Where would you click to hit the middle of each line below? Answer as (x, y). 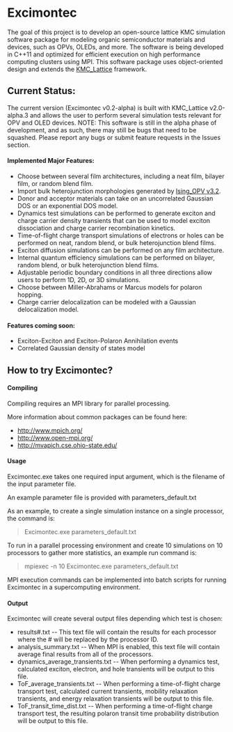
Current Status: (41, 91)
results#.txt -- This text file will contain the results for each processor (117, 632)
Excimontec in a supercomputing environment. (74, 587)
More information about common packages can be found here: (97, 416)
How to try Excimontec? (60, 370)
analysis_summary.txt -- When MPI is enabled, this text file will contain (119, 647)
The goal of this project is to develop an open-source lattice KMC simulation (116, 32)
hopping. (30, 295)
